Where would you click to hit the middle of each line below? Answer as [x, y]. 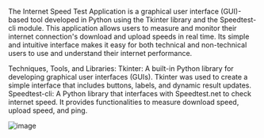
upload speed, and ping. [48, 110]
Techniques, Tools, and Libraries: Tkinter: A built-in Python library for [121, 69]
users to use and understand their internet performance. [100, 53]
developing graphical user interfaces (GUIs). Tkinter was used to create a [128, 77]
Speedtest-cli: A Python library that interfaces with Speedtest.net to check [130, 93]
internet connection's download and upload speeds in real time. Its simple [129, 36]
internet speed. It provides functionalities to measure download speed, [124, 102]
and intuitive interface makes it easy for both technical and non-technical [128, 45]
